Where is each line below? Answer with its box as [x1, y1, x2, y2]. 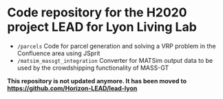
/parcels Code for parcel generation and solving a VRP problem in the [17, 42, 216, 50]
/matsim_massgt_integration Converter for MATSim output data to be [17, 56, 213, 64]
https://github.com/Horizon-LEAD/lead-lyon [7, 84, 138, 92]
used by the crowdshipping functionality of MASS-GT [17, 63, 169, 72]
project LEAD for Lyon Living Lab [7, 19, 198, 35]
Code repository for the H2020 [7, 5, 187, 20]
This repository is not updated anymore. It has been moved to [7, 76, 187, 85]
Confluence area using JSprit [17, 49, 100, 57]
